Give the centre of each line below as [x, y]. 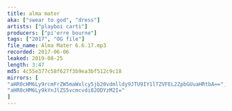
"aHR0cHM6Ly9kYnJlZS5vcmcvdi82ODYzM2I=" [66, 90]
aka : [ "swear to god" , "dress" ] [54, 20]
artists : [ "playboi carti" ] [48, 26]
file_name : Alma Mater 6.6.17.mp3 [57, 46]
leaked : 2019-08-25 [35, 59]
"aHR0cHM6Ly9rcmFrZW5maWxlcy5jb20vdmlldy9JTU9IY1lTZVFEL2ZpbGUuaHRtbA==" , [117, 84]
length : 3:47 [26, 65]
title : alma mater [33, 13]
